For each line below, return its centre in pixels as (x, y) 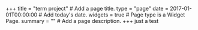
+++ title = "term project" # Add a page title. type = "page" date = (87, 9)
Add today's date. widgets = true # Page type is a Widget (114, 15)
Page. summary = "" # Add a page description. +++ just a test (82, 21)
